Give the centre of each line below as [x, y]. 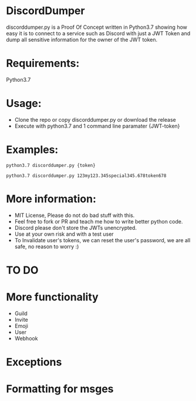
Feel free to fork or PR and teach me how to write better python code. [99, 221]
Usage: [24, 103]
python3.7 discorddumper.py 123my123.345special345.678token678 [86, 176]
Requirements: [43, 64]
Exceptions [34, 362]
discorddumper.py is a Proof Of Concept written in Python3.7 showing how [97, 27]
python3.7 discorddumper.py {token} [51, 165]
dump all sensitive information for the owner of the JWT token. [82, 39]
